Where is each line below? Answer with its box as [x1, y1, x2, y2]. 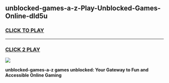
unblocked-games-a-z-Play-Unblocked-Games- [5, 4, 161, 13]
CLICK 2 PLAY [5, 46, 40, 53]
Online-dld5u [5, 12, 48, 21]
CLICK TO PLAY [5, 27, 44, 34]
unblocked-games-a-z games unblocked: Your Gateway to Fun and [5, 66, 149, 72]
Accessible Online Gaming [5, 72, 62, 78]
